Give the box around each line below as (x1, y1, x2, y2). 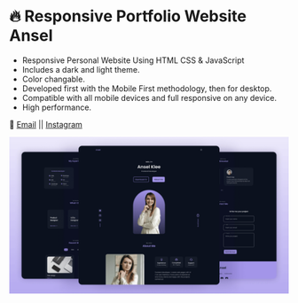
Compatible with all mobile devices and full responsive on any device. (21, 92, 278, 103)
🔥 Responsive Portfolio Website (9, 6, 247, 27)
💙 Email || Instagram (9, 119, 82, 129)
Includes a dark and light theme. (21, 64, 140, 74)
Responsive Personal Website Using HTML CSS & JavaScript (21, 55, 245, 66)
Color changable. (21, 74, 86, 84)
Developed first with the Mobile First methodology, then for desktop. (21, 82, 272, 94)
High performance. (21, 102, 91, 113)
